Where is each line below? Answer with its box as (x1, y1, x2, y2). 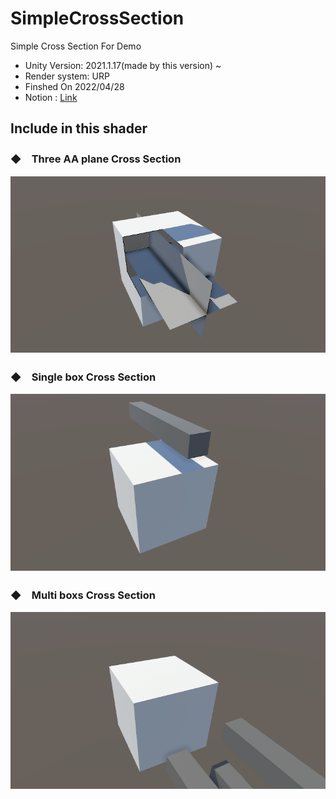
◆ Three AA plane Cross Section (10, 152, 182, 166)
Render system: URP (24, 70, 110, 82)
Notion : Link (24, 91, 78, 103)
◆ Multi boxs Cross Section (10, 588, 156, 602)
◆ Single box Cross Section (10, 370, 157, 384)
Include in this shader (10, 120, 148, 137)
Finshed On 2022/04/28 (24, 80, 125, 92)
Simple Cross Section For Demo (10, 40, 142, 52)
